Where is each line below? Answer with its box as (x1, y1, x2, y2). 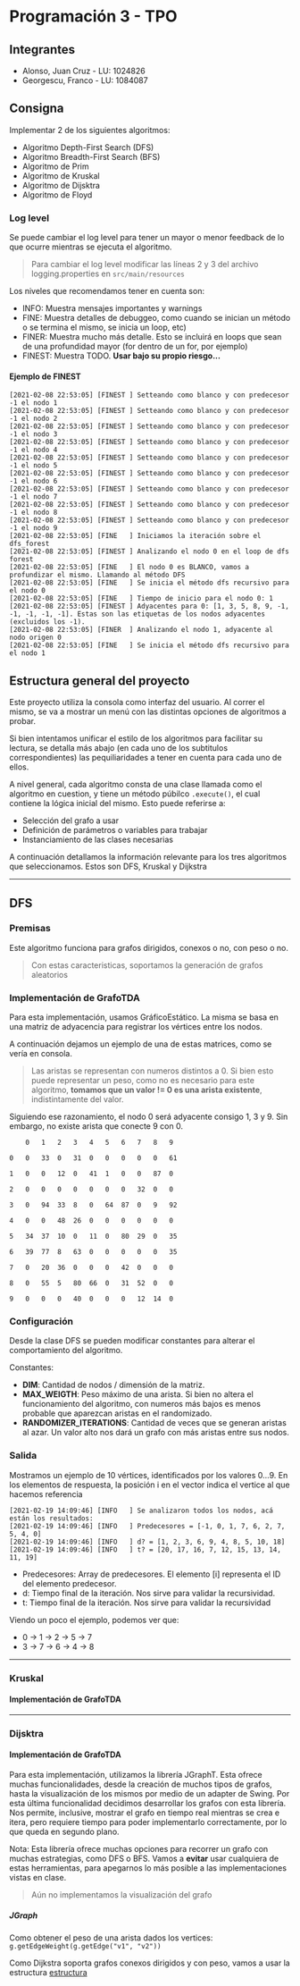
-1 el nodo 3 (9, 430, 58, 439)
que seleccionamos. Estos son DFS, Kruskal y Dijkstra (9, 861, 207, 872)
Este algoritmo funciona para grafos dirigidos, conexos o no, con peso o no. (9, 942, 288, 953)
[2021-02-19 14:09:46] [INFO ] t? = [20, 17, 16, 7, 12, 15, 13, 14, (9, 1544, 281, 1554)
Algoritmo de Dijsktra (21, 180, 101, 190)
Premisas (9, 922, 51, 935)
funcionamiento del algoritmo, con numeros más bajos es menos (21, 1399, 262, 1410)
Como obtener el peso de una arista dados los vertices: (9, 1932, 213, 1943)
